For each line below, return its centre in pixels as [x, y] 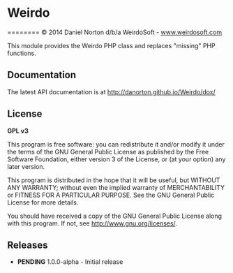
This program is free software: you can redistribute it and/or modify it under [116, 144]
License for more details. [43, 202]
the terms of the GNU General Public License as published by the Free [108, 152]
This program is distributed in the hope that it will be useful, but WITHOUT [114, 180]
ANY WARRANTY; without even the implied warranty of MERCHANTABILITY [116, 187]
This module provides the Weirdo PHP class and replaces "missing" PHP [111, 45]
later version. [26, 166]
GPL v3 [18, 131]
